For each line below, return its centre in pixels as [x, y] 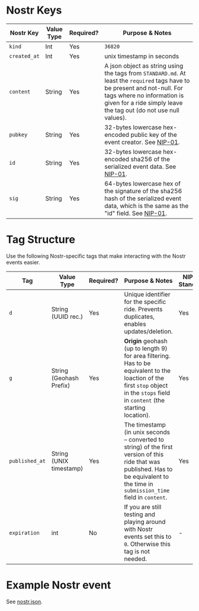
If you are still [143, 507]
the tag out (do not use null [142, 110]
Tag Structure [41, 240]
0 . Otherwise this [147, 544]
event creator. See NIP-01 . [142, 142]
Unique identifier [147, 294]
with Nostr [138, 529]
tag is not [137, 551]
